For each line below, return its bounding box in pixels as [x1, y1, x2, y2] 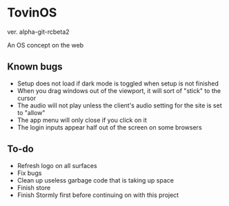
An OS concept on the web [7, 41, 84, 49]
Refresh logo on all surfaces [17, 161, 98, 169]
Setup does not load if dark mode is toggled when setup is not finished [17, 79, 219, 87]
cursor [17, 94, 37, 102]
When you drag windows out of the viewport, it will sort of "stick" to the [17, 86, 221, 94]
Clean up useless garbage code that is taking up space [17, 176, 175, 184]
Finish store [17, 183, 51, 192]
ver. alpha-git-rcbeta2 [7, 28, 70, 36]
